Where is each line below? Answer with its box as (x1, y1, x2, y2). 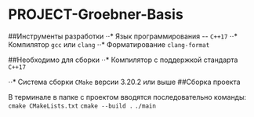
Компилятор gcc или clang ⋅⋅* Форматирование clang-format (8, 39, 210, 49)
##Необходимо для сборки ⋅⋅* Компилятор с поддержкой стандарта (8, 55, 238, 64)
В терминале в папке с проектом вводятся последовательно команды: (8, 92, 247, 101)
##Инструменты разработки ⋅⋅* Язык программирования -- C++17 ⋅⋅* (8, 31, 238, 41)
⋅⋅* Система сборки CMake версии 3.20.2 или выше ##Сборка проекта (8, 77, 241, 86)
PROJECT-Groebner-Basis (8, 5, 184, 24)
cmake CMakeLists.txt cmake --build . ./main (8, 102, 157, 110)
